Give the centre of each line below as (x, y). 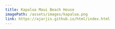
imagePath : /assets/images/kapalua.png (47, 14)
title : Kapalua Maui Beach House (40, 10)
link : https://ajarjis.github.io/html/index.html (58, 19)
